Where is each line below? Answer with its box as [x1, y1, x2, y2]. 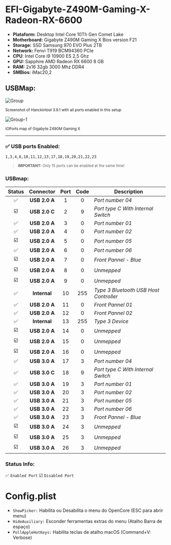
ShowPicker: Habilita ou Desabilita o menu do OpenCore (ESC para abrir [12, 507, 163, 513]
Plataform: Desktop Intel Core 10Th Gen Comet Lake [12, 31, 124, 37]
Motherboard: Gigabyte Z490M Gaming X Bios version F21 [12, 37, 137, 43]
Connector [28, 188, 56, 195]
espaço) [12, 524, 31, 530]
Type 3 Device [94, 318, 129, 325]
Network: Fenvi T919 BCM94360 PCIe [12, 47, 94, 54]
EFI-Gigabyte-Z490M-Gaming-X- [5, 4, 151, 15]
